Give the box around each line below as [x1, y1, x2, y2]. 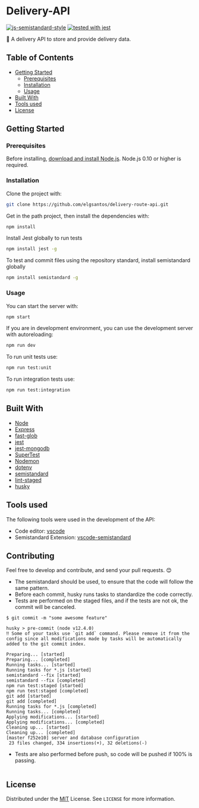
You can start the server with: [6, 302, 78, 309]
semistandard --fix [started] [6, 672, 81, 679]
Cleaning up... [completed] [6, 730, 76, 736]
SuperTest [14, 451, 40, 458]
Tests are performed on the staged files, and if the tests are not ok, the [14, 597, 188, 604]
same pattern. [14, 585, 49, 592]
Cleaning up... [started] [6, 725, 70, 731]
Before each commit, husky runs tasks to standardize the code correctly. [14, 591, 193, 598]
